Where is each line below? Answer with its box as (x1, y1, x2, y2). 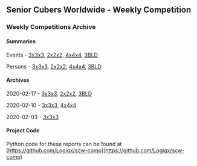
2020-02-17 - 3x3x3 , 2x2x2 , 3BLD (6, 90, 92, 97)
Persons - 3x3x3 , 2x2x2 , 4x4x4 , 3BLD (6, 63, 102, 70)
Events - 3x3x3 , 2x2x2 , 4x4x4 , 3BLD (6, 51, 98, 58)
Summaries (6, 37, 36, 45)
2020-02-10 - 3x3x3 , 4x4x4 (6, 102, 77, 109)
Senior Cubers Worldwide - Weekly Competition (6, 5, 192, 15)
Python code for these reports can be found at (6, 140, 122, 147)
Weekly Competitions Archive (6, 23, 96, 31)
